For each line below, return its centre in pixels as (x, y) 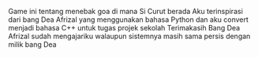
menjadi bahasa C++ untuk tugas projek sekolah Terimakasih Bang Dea (124, 28)
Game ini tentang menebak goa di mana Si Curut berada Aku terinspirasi (125, 11)
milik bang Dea (32, 45)
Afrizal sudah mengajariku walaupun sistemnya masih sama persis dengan (129, 36)
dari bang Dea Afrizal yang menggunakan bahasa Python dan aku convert (128, 20)
